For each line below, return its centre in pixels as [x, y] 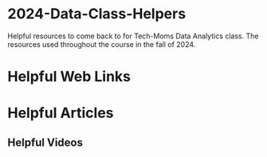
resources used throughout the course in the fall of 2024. [102, 44]
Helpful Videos [45, 142]
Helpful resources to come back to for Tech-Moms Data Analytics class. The [133, 36]
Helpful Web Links [69, 77]
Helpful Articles [61, 113]
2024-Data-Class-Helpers [97, 14]
